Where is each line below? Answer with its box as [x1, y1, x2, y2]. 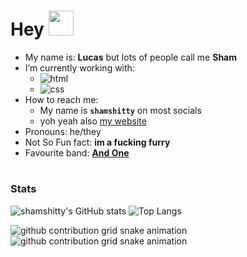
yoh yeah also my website [39, 115, 147, 127]
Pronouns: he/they [24, 125, 102, 137]
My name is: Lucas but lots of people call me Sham [24, 51, 238, 63]
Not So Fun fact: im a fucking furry [24, 136, 171, 148]
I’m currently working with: [24, 61, 135, 74]
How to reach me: [24, 93, 99, 105]
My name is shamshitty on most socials [39, 104, 202, 116]
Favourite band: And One [24, 146, 130, 159]
